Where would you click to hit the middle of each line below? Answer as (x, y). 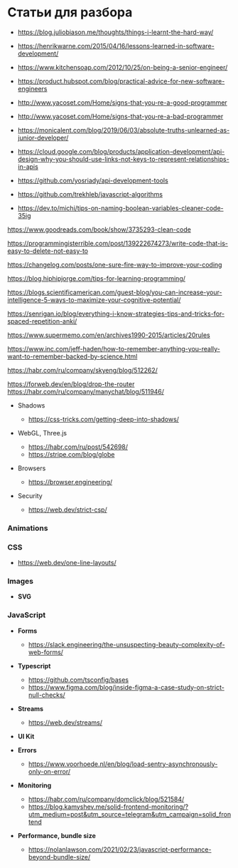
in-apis (28, 166)
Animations (28, 528)
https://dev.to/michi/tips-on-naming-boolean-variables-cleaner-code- (120, 208)
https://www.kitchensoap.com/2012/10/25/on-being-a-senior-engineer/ (123, 67)
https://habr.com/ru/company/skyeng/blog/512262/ (82, 370)
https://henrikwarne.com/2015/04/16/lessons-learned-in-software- (116, 46)
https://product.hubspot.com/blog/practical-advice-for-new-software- (121, 81)
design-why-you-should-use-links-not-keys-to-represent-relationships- (123, 159)
